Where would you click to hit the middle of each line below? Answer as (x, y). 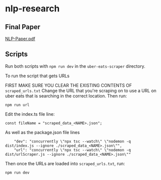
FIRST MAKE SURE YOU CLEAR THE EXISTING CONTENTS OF (68, 85)
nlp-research (32, 9)
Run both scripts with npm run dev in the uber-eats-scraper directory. (75, 66)
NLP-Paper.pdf (20, 39)
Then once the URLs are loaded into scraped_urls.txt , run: (65, 163)
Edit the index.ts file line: (30, 114)
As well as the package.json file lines (43, 132)
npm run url (17, 105)
